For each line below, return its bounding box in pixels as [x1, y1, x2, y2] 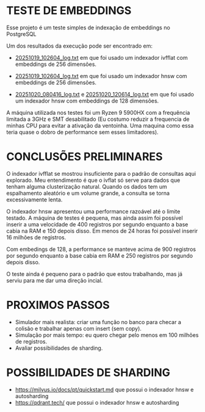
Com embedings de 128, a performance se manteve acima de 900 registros [6, 245, 196, 253]
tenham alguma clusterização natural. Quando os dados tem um [6, 183, 168, 190]
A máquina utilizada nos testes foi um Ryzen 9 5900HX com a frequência [6, 109, 190, 116]
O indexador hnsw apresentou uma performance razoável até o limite [6, 208, 181, 215]
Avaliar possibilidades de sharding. [15, 344, 103, 352]
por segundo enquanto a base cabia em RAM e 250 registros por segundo [6, 251, 193, 259]
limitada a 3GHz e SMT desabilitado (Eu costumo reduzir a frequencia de [6, 115, 190, 123]
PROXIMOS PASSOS [6, 298, 110, 312]
